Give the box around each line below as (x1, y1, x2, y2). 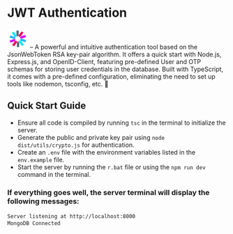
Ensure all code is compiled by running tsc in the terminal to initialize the (17, 118, 226, 127)
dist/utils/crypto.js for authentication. (17, 141, 135, 149)
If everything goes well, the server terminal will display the (7, 187, 210, 197)
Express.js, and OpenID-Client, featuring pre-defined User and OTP (7, 57, 201, 65)
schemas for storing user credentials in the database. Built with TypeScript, (7, 65, 224, 73)
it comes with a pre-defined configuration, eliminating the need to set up (7, 72, 216, 81)
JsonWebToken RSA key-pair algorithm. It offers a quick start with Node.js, (7, 50, 222, 58)
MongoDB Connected (7, 220, 61, 227)
